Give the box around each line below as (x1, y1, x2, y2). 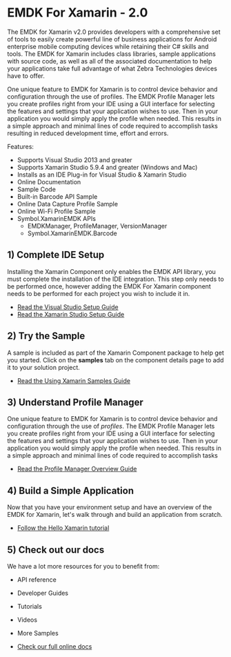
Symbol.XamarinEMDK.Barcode (27, 229, 117, 237)
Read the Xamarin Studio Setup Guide (17, 310, 125, 318)
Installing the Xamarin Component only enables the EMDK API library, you (7, 267, 216, 275)
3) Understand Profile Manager (7, 396, 143, 408)
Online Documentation (17, 177, 81, 186)
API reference (17, 576, 57, 584)
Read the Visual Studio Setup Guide (17, 302, 119, 311)
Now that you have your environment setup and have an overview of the (7, 503, 212, 511)
